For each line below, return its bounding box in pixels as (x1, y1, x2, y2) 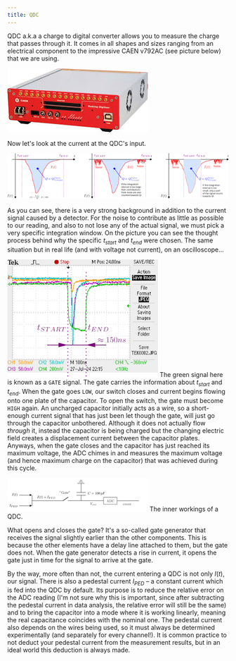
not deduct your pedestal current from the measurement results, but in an (7, 638, 221, 647)
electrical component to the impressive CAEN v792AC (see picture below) (7, 47, 221, 55)
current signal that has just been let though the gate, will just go (30, 411, 216, 419)
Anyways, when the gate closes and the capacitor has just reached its (7, 441, 210, 450)
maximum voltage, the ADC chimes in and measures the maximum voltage (7, 448, 223, 457)
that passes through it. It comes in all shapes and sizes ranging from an (7, 39, 214, 47)
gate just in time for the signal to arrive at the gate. (7, 555, 153, 564)
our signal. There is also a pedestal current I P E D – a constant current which (7, 576, 223, 587)
